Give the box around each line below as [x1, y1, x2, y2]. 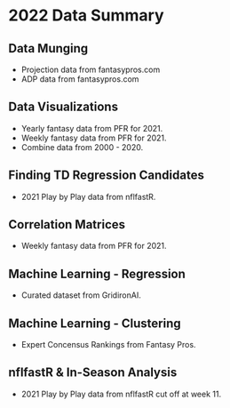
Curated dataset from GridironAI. [20, 290, 141, 300]
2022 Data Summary [8, 5, 164, 26]
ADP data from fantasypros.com [20, 74, 139, 84]
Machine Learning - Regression [8, 266, 186, 281]
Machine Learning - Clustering [8, 316, 181, 331]
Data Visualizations [8, 100, 119, 115]
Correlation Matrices [8, 217, 126, 232]
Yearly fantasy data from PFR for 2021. [20, 123, 163, 133]
